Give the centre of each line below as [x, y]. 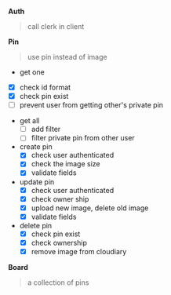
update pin [37, 182]
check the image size [65, 164]
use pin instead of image [67, 57]
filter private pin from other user [83, 138]
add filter [46, 129]
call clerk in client [56, 26]
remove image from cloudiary [79, 251]
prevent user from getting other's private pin [91, 105]
